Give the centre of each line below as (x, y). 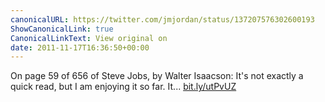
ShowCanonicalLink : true (62, 29)
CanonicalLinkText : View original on (89, 38)
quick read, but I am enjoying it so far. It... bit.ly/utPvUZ (123, 87)
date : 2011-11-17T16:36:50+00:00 (80, 47)
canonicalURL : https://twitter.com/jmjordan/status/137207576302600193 (162, 19)
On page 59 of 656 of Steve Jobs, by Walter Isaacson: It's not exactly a (157, 76)
